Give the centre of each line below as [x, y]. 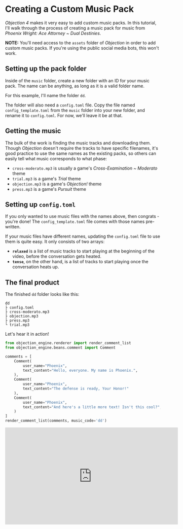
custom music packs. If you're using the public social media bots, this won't [82, 48]
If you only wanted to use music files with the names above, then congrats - [82, 216]
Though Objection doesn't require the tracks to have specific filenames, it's [82, 148]
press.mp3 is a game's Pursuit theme [49, 189]
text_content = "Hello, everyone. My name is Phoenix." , [80, 370]
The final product [32, 282]
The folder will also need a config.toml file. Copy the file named [70, 105]
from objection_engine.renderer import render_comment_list [68, 343]
